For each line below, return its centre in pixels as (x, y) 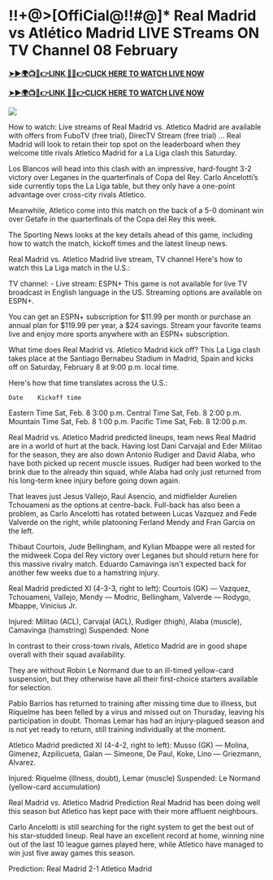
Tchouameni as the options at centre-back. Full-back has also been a (124, 505)
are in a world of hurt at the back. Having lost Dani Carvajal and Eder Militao (135, 445)
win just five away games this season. (72, 852)
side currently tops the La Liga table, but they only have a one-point (122, 186)
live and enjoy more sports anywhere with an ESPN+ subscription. (119, 334)
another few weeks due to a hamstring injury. (84, 572)
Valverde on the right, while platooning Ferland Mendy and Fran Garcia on (132, 522)
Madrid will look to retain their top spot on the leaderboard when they (125, 144)
